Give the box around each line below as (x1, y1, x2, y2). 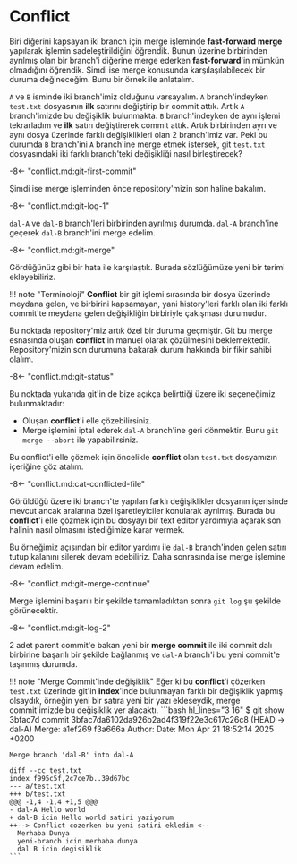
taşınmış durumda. (9, 658, 78, 669)
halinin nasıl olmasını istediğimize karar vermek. (9, 524, 185, 535)
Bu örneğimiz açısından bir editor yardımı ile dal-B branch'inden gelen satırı (9, 542, 287, 552)
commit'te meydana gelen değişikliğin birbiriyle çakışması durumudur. (9, 307, 267, 319)
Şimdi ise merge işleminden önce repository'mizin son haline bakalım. (9, 183, 267, 193)
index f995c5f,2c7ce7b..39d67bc (9, 774, 130, 783)
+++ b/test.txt (9, 790, 66, 799)
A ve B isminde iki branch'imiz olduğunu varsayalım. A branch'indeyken (9, 91, 268, 102)
